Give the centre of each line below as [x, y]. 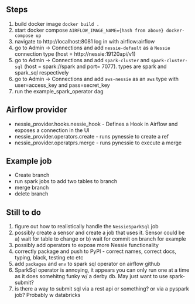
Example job [29, 161]
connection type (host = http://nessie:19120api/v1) [75, 54]
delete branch [31, 194]
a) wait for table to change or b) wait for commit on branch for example [100, 239]
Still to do [23, 212]
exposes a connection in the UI [52, 130]
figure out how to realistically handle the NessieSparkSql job [87, 227]
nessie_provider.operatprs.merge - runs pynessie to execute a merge [98, 143]
